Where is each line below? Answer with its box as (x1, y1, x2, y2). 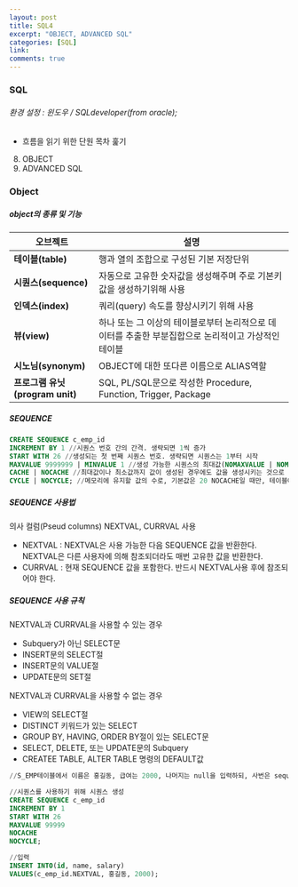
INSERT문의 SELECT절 (21, 650, 104, 660)
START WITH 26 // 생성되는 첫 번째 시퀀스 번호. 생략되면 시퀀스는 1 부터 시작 (9, 451, 259, 460)
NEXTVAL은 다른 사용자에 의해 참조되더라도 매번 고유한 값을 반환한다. (21, 551, 263, 562)
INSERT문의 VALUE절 (21, 660, 99, 671)
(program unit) (13, 388, 77, 401)
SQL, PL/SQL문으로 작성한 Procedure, (98, 377, 253, 389)
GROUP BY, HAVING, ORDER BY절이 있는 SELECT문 (21, 731, 210, 742)
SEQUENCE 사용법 (9, 497, 75, 507)
